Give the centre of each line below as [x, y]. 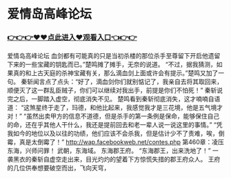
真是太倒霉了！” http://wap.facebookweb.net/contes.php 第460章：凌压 [121, 142]
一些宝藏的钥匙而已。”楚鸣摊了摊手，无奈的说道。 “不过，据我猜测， [121, 65]
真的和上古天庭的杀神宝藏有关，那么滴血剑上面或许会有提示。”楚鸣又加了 [115, 73]
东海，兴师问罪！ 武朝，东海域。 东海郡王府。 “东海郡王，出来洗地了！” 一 [113, 151]
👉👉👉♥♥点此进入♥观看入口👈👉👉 [72, 37]
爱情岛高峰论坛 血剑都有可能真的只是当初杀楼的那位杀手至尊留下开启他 [108, 56]
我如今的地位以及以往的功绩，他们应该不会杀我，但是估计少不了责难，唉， [113, 133]
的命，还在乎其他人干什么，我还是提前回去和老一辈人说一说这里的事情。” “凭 [115, 125]
